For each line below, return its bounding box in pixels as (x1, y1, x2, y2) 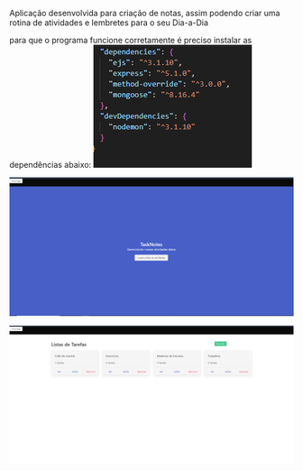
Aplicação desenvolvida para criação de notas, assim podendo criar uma (9, 8, 280, 18)
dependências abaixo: (9, 160, 92, 170)
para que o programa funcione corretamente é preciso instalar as (9, 35, 252, 45)
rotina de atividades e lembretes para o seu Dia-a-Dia (9, 17, 209, 28)
